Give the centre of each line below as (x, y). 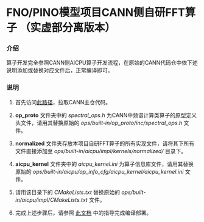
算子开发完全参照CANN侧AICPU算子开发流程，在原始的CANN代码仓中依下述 (102, 63)
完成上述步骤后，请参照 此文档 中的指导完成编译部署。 (83, 213)
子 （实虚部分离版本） (61, 28)
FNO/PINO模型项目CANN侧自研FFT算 (101, 13)
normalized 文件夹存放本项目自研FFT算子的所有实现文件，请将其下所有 (105, 143)
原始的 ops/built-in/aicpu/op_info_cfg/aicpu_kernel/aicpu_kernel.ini (99, 171)
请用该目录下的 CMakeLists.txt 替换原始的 (68, 192)
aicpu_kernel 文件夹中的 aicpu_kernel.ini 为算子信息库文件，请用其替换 (104, 164)
